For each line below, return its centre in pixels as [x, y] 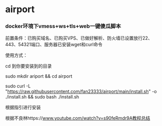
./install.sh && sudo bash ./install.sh [42, 97]
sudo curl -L [18, 86]
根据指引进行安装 [23, 107]
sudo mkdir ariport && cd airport [39, 76]
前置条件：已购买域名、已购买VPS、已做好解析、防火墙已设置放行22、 [79, 38]
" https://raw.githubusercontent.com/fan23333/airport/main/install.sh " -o [81, 91]
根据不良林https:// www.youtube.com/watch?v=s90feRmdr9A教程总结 [78, 118]
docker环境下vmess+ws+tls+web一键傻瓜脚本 [63, 26]
